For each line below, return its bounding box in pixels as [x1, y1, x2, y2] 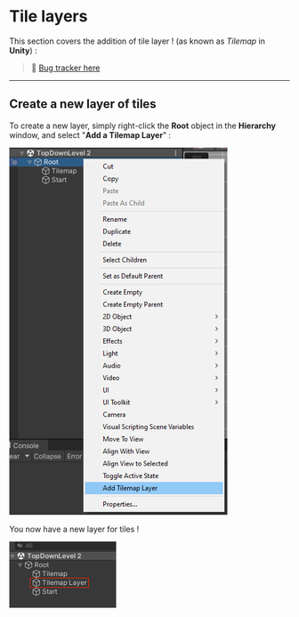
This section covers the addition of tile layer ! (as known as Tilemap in [9, 36, 265, 46]
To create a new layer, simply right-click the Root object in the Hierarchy [9, 120, 276, 131]
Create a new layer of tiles [9, 96, 158, 112]
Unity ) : [9, 45, 37, 55]
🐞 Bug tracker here [30, 62, 101, 73]
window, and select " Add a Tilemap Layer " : [9, 129, 172, 140]
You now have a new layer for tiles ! [9, 524, 140, 534]
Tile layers [9, 6, 88, 27]
